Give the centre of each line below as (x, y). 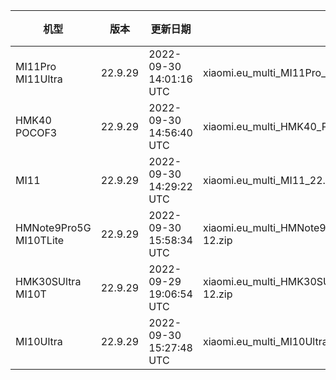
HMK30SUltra (48, 281)
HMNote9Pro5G (53, 227)
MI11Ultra (39, 79)
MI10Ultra (39, 341)
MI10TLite (40, 240)
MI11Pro (36, 66)
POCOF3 (36, 132)
